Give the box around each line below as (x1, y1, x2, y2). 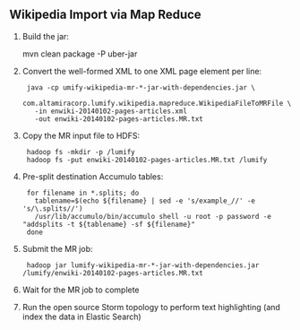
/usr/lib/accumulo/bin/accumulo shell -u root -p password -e (34, 212, 271, 221)
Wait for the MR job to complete (21, 284, 141, 295)
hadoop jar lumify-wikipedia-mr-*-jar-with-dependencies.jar (26, 260, 260, 270)
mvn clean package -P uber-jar (21, 48, 138, 59)
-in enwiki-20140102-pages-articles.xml (34, 107, 188, 116)
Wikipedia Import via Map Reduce (9, 7, 201, 22)
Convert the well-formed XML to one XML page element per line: (21, 65, 262, 76)
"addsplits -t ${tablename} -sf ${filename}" (21, 220, 195, 229)
